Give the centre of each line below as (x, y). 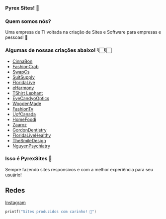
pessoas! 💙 (17, 37)
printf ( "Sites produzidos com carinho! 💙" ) (51, 212)
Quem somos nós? (28, 21)
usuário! (14, 175)
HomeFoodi (24, 119)
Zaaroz (20, 124)
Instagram (15, 202)
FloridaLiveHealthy (32, 135)
